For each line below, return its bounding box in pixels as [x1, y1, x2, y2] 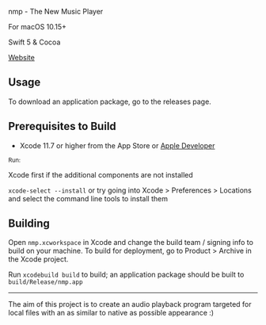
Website [8, 53, 36, 62]
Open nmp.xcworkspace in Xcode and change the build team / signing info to [8, 238, 253, 247]
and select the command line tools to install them [8, 193, 169, 203]
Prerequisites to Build [8, 120, 116, 133]
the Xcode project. [8, 254, 69, 264]
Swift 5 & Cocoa [8, 37, 61, 47]
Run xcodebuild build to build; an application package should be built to [8, 270, 245, 280]
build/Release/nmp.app [8, 278, 83, 286]
